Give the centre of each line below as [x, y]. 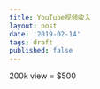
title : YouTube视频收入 [50, 17]
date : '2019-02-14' [45, 34]
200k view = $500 [43, 76]
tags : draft [31, 42]
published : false [41, 51]
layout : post [33, 26]
